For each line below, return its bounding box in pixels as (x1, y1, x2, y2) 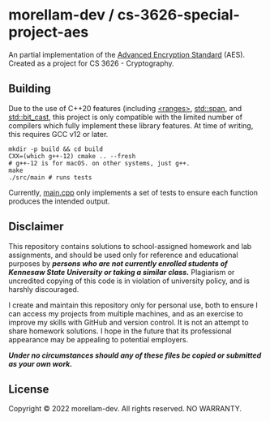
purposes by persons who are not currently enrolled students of (8, 258, 229, 268)
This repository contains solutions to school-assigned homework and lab (8, 241, 252, 251)
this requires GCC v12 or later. (8, 129, 109, 139)
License (8, 382, 49, 396)
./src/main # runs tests (8, 173, 92, 182)
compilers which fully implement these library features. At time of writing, (8, 120, 254, 131)
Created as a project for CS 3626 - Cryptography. (8, 58, 174, 68)
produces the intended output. (8, 196, 110, 206)
